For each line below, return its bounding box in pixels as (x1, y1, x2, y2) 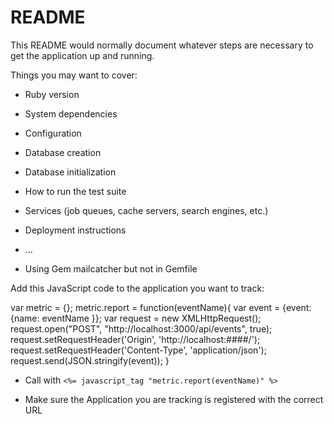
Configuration (24, 127, 82, 139)
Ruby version (24, 88, 80, 100)
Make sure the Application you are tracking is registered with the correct (24, 393, 324, 405)
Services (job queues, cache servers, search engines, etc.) (24, 204, 269, 216)
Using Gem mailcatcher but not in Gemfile (24, 262, 198, 275)
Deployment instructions (24, 224, 127, 236)
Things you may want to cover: (10, 69, 138, 81)
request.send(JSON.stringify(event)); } (10, 354, 170, 366)
